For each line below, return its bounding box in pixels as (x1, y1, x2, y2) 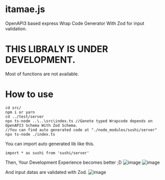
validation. (5, 25, 27, 31)
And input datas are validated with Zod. (5, 169, 88, 175)
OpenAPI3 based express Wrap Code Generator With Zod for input (5, 20, 144, 26)
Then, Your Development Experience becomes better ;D (5, 159, 122, 165)
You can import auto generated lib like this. (5, 141, 95, 147)
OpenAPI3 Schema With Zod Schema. (5, 123, 78, 128)
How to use (5, 88, 54, 100)
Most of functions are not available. (5, 71, 79, 77)
